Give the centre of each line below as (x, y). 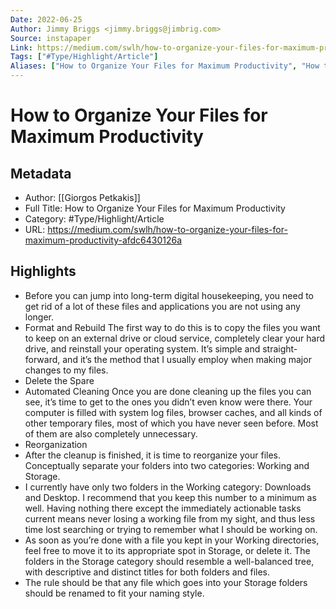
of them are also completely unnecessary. (111, 433)
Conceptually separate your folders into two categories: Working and (167, 465)
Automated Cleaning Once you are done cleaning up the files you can (168, 391)
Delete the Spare (59, 380)
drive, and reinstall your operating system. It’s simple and (142, 348)
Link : (21, 47)
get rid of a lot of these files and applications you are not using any (162, 306)
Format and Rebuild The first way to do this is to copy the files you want (172, 327)
